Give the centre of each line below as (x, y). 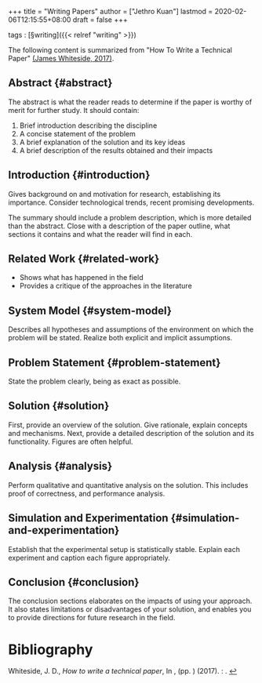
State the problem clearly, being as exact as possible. (95, 381)
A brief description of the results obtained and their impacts (116, 150)
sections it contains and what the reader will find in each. (100, 234)
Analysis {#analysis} (60, 466)
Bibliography (51, 649)
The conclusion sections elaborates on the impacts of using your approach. (130, 601)
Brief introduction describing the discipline (88, 125)
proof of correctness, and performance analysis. (87, 493)
